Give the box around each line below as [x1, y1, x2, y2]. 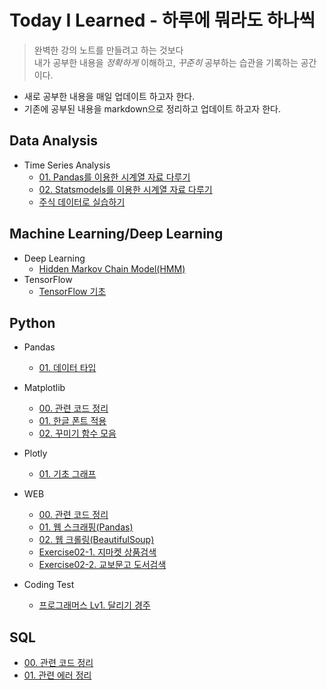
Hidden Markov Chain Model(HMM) [38, 262, 186, 275]
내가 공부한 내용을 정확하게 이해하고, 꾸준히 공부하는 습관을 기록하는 [33, 56, 299, 68]
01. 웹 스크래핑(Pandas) [38, 521, 134, 533]
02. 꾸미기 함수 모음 [38, 427, 117, 440]
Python [9, 314, 56, 331]
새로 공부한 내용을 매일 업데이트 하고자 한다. [23, 90, 196, 102]
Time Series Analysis [23, 159, 111, 171]
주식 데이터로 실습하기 [38, 196, 126, 208]
